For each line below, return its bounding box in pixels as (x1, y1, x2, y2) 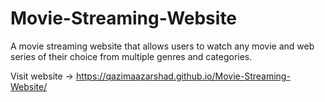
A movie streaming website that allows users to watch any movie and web (10, 40, 315, 52)
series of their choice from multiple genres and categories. (10, 50, 253, 62)
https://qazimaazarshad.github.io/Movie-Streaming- (75, 70, 291, 82)
